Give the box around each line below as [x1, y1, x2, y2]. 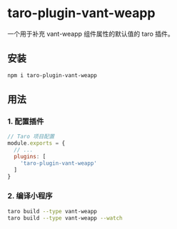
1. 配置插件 [7, 116, 44, 126]
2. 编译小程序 [7, 191, 53, 201]
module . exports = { [7, 140, 66, 147]
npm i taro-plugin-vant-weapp [7, 71, 98, 79]
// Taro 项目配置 [7, 133, 55, 141]
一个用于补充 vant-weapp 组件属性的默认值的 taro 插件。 [7, 29, 174, 38]
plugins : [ [14, 153, 46, 160]
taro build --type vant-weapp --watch [7, 214, 123, 222]
